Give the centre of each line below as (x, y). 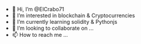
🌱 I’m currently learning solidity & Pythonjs (64, 22)
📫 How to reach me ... (40, 35)
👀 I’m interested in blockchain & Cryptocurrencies (74, 15)
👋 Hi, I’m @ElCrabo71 (38, 9)
